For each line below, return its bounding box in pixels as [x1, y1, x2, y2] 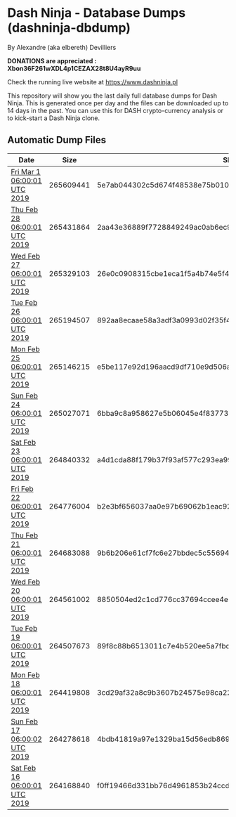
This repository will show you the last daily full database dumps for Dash [7, 91, 218, 100]
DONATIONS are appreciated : [7, 56, 97, 65]
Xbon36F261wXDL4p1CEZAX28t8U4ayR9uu [7, 64, 141, 72]
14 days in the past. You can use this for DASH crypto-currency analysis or [7, 106, 223, 115]
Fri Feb [11, 483, 34, 493]
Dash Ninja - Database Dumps [7, 5, 186, 21]
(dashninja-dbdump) [7, 20, 131, 36]
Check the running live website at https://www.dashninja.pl [7, 77, 178, 86]
